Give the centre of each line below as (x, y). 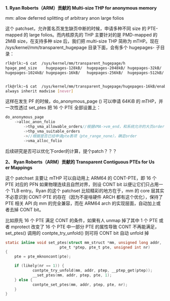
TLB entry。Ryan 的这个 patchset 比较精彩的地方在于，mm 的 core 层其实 (88, 190)
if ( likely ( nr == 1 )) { (39, 266)
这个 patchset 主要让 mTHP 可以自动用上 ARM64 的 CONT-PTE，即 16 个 (81, 178)
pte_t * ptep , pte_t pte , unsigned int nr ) (105, 247)
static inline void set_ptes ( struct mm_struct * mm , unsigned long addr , (83, 242)
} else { (24, 280)
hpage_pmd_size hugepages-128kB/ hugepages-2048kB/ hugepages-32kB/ (83, 68)
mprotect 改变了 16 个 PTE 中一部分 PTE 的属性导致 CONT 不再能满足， (85, 227)
